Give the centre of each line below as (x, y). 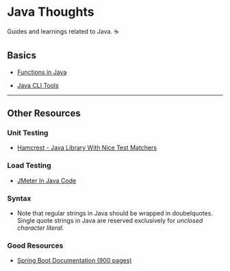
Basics (22, 56)
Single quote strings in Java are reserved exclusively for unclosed (110, 221)
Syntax (19, 198)
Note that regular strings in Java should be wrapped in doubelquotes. (115, 213)
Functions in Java (42, 72)
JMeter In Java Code (47, 180)
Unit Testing (28, 133)
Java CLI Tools (38, 85)
